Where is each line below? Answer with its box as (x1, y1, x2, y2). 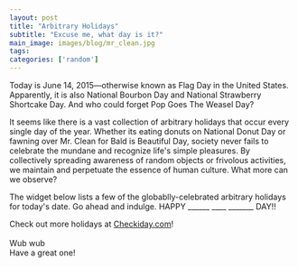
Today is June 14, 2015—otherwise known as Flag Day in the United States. (9, 80, 289, 90)
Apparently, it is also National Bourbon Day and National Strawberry (9, 89, 262, 100)
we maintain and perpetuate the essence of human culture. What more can (9, 164, 289, 175)
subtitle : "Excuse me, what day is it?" (9, 30, 164, 39)
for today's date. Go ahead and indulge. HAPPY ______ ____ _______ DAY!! (9, 201, 277, 212)
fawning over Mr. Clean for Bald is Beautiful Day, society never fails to (9, 136, 269, 146)
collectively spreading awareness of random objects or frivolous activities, (9, 155, 286, 165)
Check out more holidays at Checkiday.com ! (9, 218, 174, 229)
